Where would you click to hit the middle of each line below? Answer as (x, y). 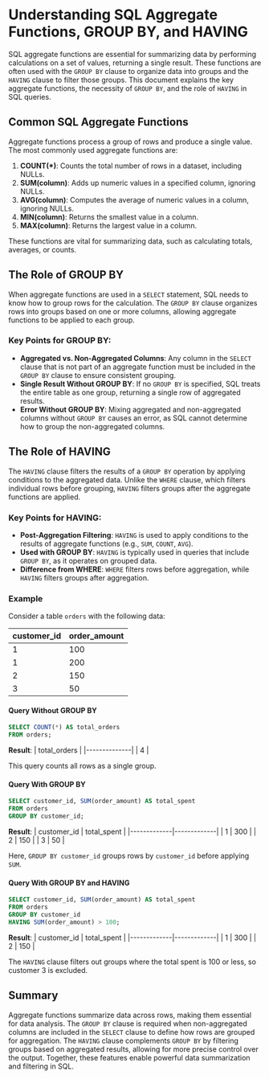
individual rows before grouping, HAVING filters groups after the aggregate (130, 488)
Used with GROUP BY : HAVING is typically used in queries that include (134, 552)
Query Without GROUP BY (53, 710)
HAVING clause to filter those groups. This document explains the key (121, 80)
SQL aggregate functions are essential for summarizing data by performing (132, 54)
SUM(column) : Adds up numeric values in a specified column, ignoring (138, 183)
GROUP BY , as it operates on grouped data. (88, 560)
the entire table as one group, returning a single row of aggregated (130, 392)
